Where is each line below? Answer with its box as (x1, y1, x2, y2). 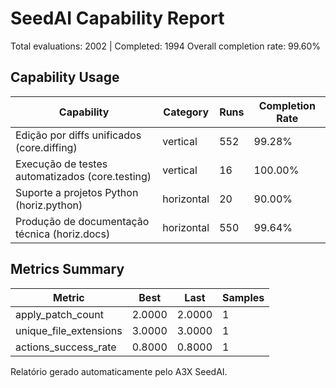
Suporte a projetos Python (15, 185, 139, 199)
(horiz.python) (15, 198, 83, 212)
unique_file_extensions (15, 323, 123, 337)
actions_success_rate (15, 340, 117, 354)
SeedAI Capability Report (10, 7, 225, 30)
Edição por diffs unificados (15, 128, 142, 142)
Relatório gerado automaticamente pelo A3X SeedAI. (10, 365, 228, 377)
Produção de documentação (15, 214, 150, 228)
